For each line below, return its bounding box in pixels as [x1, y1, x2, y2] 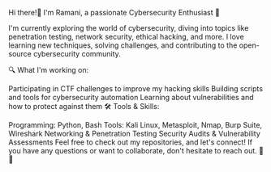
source [8, 49, 32, 58]
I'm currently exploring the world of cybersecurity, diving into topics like [8, 23, 249, 32]
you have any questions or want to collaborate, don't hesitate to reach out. [8, 146, 257, 155]
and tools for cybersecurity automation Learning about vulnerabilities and [8, 93, 254, 102]
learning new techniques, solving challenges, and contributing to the [8, 40, 238, 50]
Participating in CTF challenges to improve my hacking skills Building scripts [8, 84, 264, 93]
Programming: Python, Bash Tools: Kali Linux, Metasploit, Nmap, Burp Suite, [8, 120, 262, 129]
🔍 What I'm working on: [8, 65, 89, 74]
